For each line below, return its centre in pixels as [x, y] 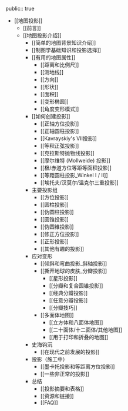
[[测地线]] [52, 72]
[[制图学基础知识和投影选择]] [66, 50]
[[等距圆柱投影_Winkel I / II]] [74, 175]
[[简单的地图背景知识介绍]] [64, 43]
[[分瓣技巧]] [63, 308]
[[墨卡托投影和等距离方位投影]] [78, 367]
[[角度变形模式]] [60, 109]
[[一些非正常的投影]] [65, 374]
